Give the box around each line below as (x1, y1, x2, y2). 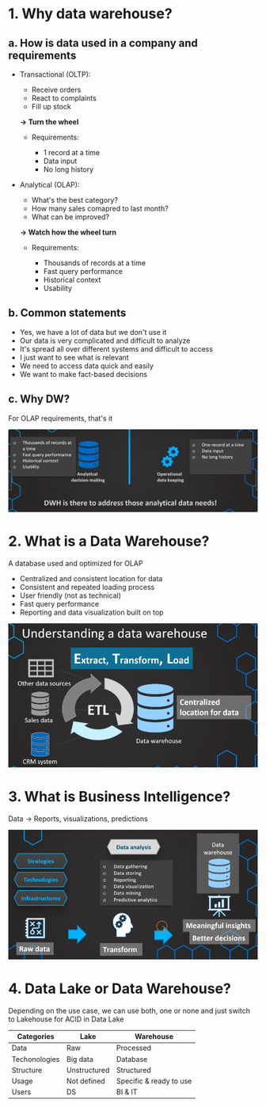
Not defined (66, 1076, 105, 1086)
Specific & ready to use (116, 1076, 192, 1086)
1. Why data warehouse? (8, 5, 173, 23)
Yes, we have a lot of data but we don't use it (19, 327, 167, 337)
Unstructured (66, 1065, 110, 1075)
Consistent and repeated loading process (19, 582, 155, 592)
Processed (116, 1043, 152, 1053)
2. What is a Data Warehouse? (8, 532, 210, 550)
